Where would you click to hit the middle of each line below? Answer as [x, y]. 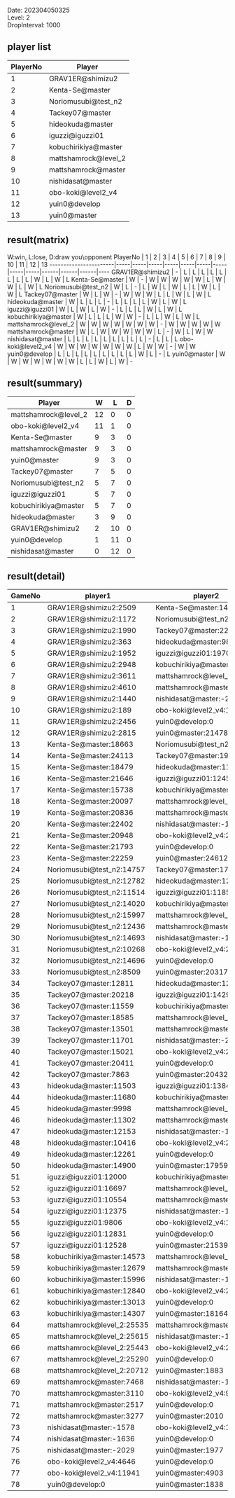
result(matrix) [38, 240]
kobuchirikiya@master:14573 [96, 1257]
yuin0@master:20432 [192, 1075]
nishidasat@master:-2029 [91, 1450]
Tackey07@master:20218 [91, 995]
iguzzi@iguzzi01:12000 [87, 1177]
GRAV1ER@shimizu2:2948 [92, 665]
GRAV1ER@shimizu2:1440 [92, 699]
